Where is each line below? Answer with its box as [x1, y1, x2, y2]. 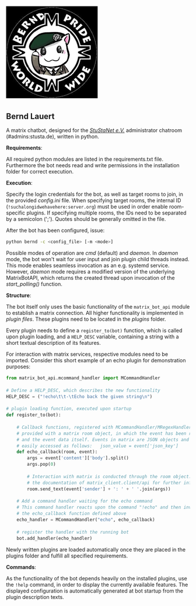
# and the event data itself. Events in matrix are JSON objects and [16, 437, 190, 442]
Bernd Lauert [6, 111, 55, 121]
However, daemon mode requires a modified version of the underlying [6, 268, 175, 275]
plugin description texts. [6, 593, 64, 600]
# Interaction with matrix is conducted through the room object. [27, 473, 192, 479]
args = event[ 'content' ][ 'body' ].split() [27, 455, 129, 461]
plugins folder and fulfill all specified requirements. [6, 552, 128, 559]
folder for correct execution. [6, 168, 74, 175]
